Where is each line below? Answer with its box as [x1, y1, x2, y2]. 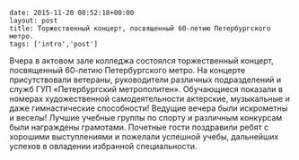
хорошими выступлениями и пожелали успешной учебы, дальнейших [9, 131, 279, 142]
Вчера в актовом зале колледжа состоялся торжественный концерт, [9, 55, 274, 66]
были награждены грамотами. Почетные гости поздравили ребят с [9, 122, 269, 132]
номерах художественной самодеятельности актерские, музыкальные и [9, 94, 290, 104]
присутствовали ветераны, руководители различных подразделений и [9, 74, 282, 85]
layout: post [9, 16, 58, 25]
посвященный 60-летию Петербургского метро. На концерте [9, 65, 246, 75]
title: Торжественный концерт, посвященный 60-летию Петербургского [9, 24, 271, 33]
